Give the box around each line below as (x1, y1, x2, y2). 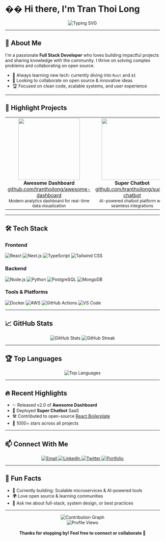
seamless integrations (111, 203, 154, 208)
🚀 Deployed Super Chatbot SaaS (12, 408, 80, 414)
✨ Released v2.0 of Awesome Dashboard (12, 402, 97, 408)
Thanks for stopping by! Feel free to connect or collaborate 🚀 (19, 530, 146, 536)
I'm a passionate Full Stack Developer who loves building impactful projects (5, 52, 159, 58)
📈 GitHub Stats (5, 319, 53, 328)
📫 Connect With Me (5, 440, 69, 448)
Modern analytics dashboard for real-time (8, 198, 90, 203)
